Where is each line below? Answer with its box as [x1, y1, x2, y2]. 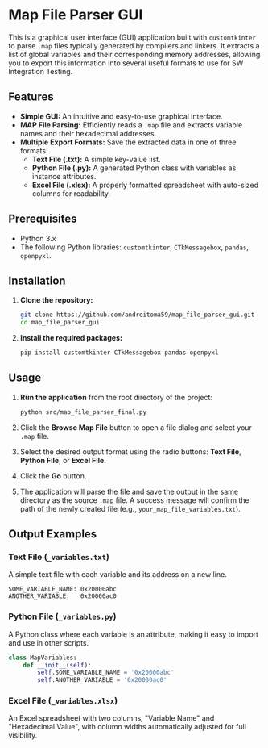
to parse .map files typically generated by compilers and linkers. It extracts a [8, 40, 260, 50]
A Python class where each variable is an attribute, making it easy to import [8, 629, 259, 639]
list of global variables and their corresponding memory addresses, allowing [8, 49, 261, 59]
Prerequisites [8, 212, 77, 226]
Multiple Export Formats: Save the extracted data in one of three [19, 137, 237, 147]
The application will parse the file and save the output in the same [19, 487, 239, 496]
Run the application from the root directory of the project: [19, 392, 213, 402]
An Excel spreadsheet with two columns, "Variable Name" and [8, 713, 215, 723]
